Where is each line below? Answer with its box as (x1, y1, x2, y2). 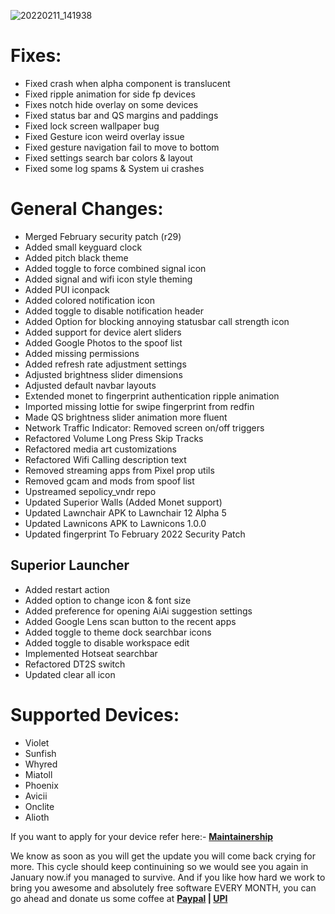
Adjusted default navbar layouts (24, 379, 157, 391)
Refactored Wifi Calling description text (24, 453, 187, 465)
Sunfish (24, 747, 57, 759)
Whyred (24, 758, 58, 770)
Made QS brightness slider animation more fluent (24, 411, 228, 423)
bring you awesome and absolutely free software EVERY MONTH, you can (10, 881, 317, 894)
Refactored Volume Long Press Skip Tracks (24, 432, 204, 444)
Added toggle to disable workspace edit (24, 636, 190, 649)
